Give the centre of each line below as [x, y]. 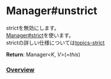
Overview [20, 70]
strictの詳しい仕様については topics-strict [56, 42]
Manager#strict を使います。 [40, 35]
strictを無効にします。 [33, 28]
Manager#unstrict [52, 11]
